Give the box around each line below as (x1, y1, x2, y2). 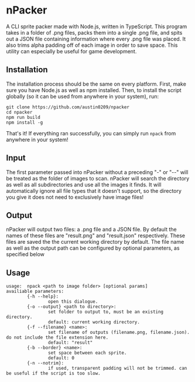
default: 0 (47, 355, 75, 361)
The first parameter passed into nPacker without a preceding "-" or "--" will (6, 168, 189, 176)
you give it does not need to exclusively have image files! (6, 193, 144, 200)
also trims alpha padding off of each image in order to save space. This (6, 42, 178, 49)
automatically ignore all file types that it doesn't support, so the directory (6, 187, 182, 194)
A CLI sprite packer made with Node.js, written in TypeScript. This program (6, 23, 187, 30)
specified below (6, 251, 45, 258)
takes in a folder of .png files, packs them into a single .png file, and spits (6, 29, 183, 36)
